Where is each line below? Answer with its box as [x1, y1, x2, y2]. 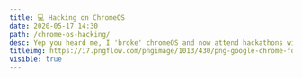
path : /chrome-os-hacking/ [9, 30, 111, 39]
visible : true [9, 55, 63, 64]
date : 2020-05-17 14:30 [9, 22, 99, 30]
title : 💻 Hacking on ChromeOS [9, 13, 126, 22]
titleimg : [9, 47, 47, 56]
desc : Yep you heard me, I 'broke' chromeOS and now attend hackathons [9, 38, 283, 48]
